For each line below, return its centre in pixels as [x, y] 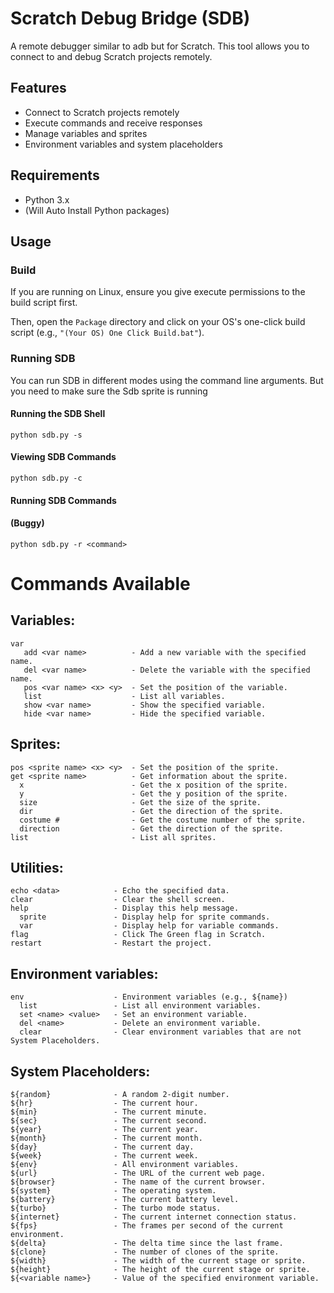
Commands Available [100, 583]
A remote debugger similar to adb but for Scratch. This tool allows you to [160, 46]
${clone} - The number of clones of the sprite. [145, 1252]
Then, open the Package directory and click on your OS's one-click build [158, 322]
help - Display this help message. [125, 908]
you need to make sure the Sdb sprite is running [109, 391]
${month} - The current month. [106, 1138]
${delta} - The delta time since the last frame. [147, 1243]
